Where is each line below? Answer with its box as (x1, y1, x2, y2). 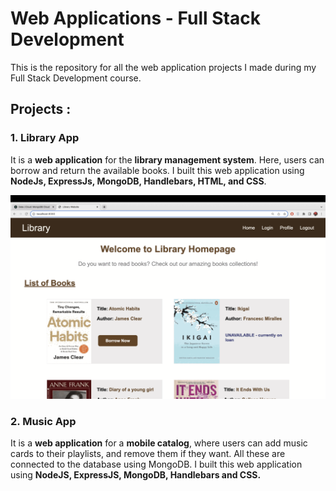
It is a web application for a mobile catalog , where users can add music (10, 437, 308, 449)
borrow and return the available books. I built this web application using (10, 164, 305, 176)
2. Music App (10, 414, 77, 428)
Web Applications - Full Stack (10, 7, 261, 30)
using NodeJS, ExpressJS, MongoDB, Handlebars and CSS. (10, 469, 262, 481)
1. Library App (10, 131, 80, 145)
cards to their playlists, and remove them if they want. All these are (10, 448, 286, 460)
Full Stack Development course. (10, 72, 142, 84)
